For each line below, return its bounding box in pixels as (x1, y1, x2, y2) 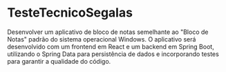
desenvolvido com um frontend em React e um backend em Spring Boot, (7, 42, 214, 51)
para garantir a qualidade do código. (7, 57, 111, 65)
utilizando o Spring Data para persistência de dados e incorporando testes (7, 50, 219, 58)
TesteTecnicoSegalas (7, 5, 133, 21)
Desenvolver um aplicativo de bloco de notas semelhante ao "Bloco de (7, 28, 209, 36)
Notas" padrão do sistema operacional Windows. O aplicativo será (7, 35, 196, 43)
